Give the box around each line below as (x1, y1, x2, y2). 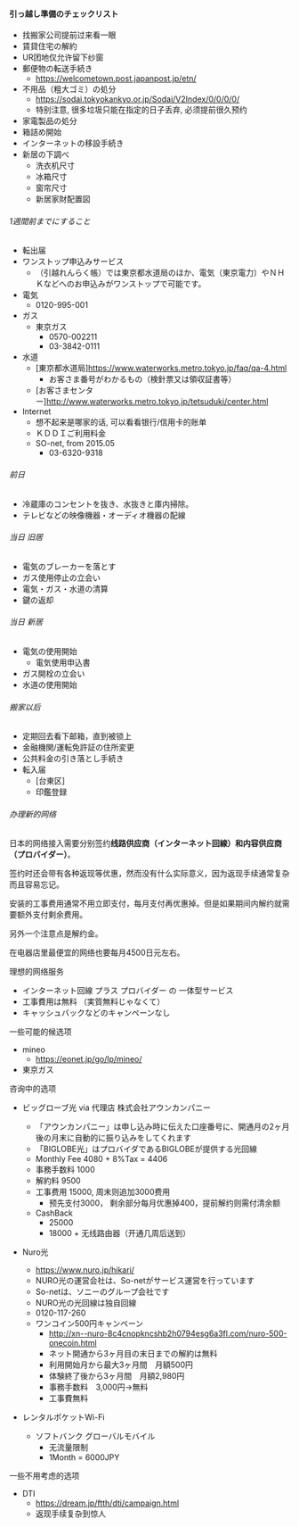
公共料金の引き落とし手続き (21, 753, 125, 764)
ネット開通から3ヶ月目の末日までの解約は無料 (48, 1349, 218, 1359)
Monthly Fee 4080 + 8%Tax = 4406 (35, 1154, 168, 1165)
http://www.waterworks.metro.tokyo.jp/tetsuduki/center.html (45, 396, 269, 407)
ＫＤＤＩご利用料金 (35, 428, 107, 439)
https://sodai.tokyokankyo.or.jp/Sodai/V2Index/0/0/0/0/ (35, 94, 240, 104)
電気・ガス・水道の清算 (21, 583, 109, 593)
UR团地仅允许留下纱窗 (21, 52, 104, 62)
